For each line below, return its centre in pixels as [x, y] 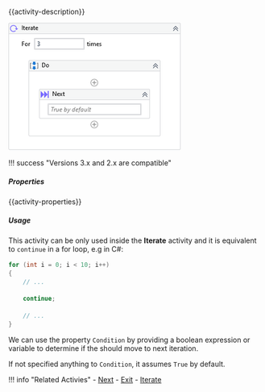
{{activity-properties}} [45, 202]
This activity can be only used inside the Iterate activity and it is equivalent [132, 240]
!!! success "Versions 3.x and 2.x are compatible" [90, 163]
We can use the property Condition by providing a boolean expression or [129, 340]
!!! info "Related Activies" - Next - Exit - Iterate [85, 379]
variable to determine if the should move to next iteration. [104, 348]
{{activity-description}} [47, 12]
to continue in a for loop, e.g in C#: [66, 248]
